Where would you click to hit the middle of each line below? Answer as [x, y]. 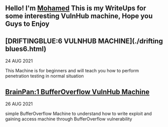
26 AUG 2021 [19, 104]
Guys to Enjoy [27, 24]
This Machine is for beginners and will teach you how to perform [72, 71]
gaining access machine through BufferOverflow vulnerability [69, 119]
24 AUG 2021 [19, 61]
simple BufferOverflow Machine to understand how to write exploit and [78, 114]
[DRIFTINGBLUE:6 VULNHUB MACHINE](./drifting [84, 41]
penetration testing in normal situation [45, 76]
